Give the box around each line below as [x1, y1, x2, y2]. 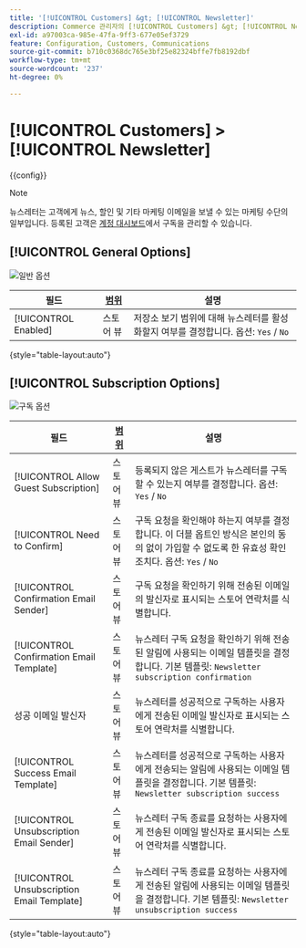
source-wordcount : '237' [9, 65, 104, 74]
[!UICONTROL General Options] [9, 245, 191, 260]
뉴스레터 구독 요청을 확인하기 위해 [135, 633, 271, 646]
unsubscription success [135, 905, 239, 915]
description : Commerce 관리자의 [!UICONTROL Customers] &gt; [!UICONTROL [9, 22, 288, 31]
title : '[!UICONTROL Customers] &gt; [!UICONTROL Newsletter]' [9, 13, 255, 23]
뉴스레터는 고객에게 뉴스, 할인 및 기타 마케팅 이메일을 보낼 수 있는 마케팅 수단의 [9, 206, 289, 217]
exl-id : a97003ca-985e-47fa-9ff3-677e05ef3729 [9, 30, 189, 39]
